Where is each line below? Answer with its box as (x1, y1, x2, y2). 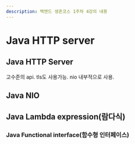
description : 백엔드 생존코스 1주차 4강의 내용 (6, 8, 108, 15)
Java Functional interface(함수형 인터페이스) (6, 131, 130, 139)
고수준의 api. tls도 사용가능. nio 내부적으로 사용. (6, 73, 115, 80)
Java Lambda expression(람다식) (6, 112, 126, 122)
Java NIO (6, 91, 40, 101)
